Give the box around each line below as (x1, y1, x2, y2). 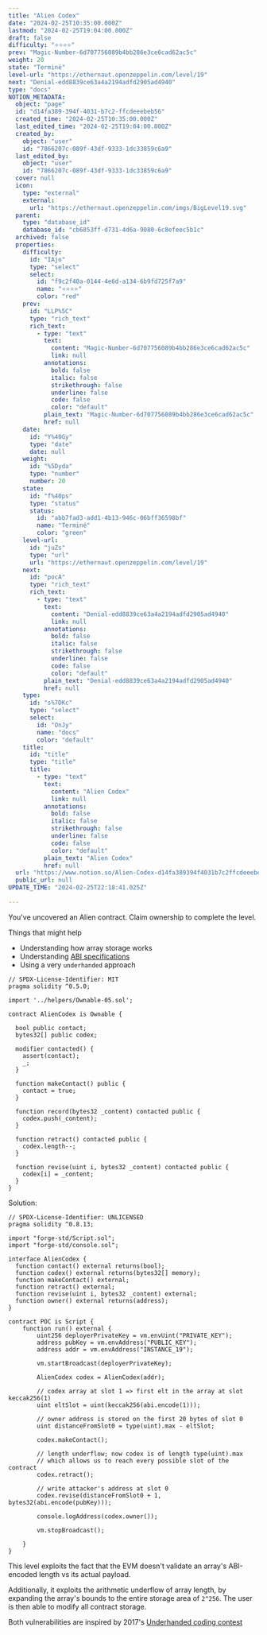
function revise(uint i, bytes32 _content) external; (15, 1289, 197, 1298)
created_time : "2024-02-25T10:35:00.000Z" (15, 115, 158, 123)
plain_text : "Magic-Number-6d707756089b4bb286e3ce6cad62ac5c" (43, 411, 254, 419)
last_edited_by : (15, 152, 69, 160)
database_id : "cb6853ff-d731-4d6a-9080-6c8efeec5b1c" (22, 226, 204, 234)
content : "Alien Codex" (50, 788, 130, 796)
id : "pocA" (29, 573, 66, 581)
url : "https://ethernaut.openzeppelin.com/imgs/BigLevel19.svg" (29, 203, 247, 211)
